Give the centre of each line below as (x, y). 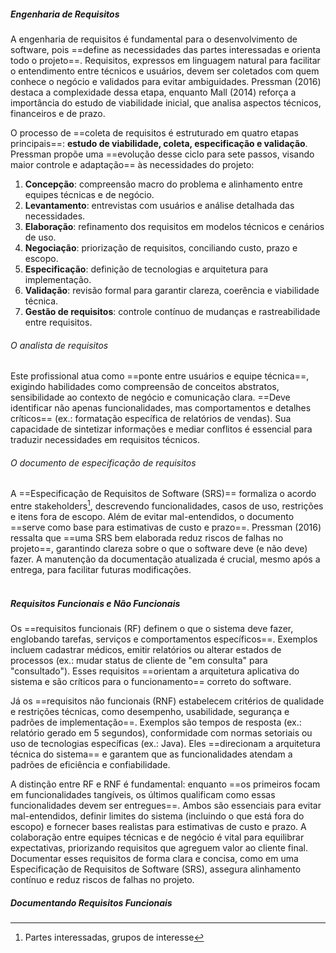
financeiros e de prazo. (58, 113)
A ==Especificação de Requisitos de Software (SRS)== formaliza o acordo (163, 494)
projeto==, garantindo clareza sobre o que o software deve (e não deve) (159, 549)
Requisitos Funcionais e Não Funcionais (95, 603)
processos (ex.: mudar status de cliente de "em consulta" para (139, 660)
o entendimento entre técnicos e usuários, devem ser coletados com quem (165, 71)
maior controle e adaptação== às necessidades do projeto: (132, 164)
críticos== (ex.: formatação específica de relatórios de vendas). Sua (151, 419)
